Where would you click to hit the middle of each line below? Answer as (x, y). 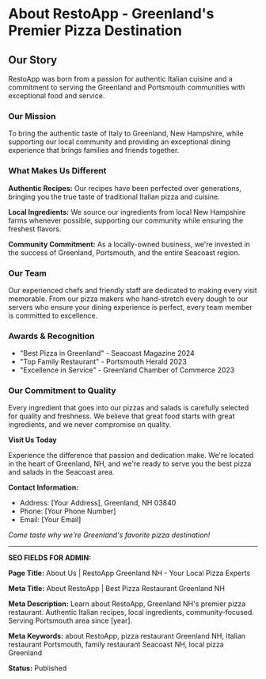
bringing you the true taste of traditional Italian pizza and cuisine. (114, 196)
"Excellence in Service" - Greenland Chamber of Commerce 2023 (127, 370)
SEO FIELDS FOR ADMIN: (50, 558)
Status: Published (38, 668)
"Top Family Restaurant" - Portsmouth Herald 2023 (103, 362)
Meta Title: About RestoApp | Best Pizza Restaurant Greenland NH (117, 589)
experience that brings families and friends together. (94, 151)
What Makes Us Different (57, 171)
